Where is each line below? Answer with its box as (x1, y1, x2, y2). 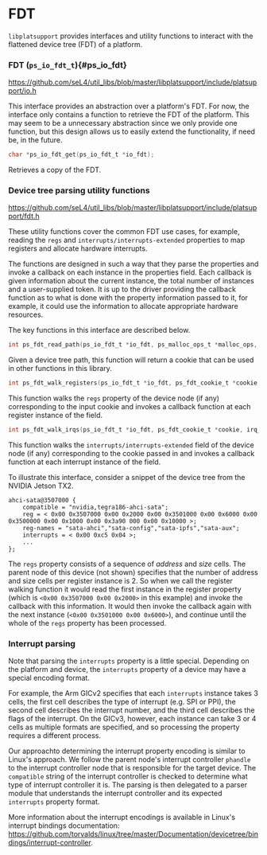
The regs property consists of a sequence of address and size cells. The (8, 559, 246, 569)
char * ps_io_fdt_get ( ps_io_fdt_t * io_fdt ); (8, 150, 155, 159)
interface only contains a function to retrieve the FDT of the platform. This (8, 110, 250, 119)
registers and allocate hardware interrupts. (8, 244, 148, 253)
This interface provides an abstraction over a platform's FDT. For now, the (8, 101, 250, 111)
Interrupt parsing (8, 638, 75, 649)
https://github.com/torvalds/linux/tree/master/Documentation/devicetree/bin (8, 830, 259, 839)
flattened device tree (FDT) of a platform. (8, 39, 143, 49)
